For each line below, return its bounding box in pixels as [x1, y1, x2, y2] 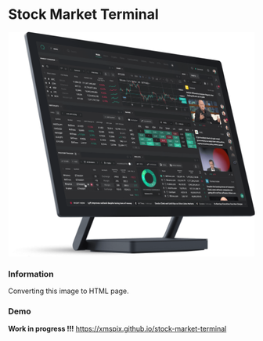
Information [8, 269, 54, 280]
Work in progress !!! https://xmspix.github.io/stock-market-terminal [8, 324, 227, 333]
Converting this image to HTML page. [8, 286, 129, 296]
